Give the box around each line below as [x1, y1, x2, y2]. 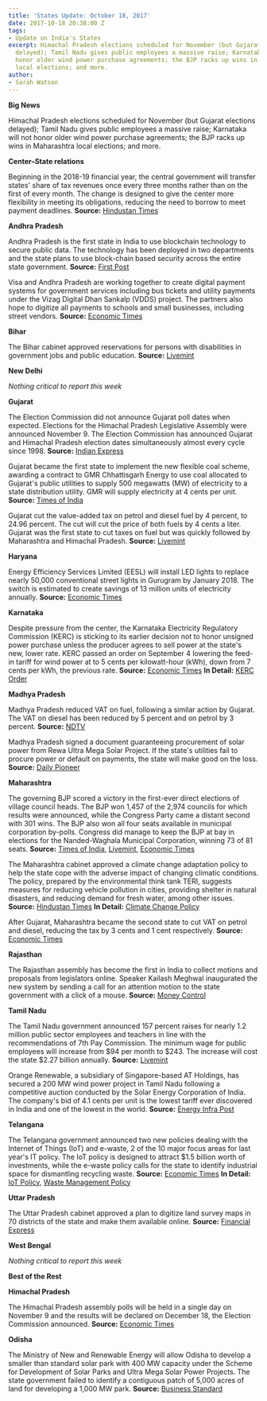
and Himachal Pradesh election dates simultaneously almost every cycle [8, 437, 245, 447]
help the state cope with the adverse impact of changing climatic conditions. [8, 868, 259, 877]
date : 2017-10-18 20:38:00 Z [8, 19, 105, 27]
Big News [8, 100, 41, 110]
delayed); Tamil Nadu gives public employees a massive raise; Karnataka [8, 124, 247, 134]
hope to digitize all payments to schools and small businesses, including [8, 302, 245, 312]
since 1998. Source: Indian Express [8, 446, 125, 455]
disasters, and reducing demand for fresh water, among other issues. [8, 893, 234, 903]
